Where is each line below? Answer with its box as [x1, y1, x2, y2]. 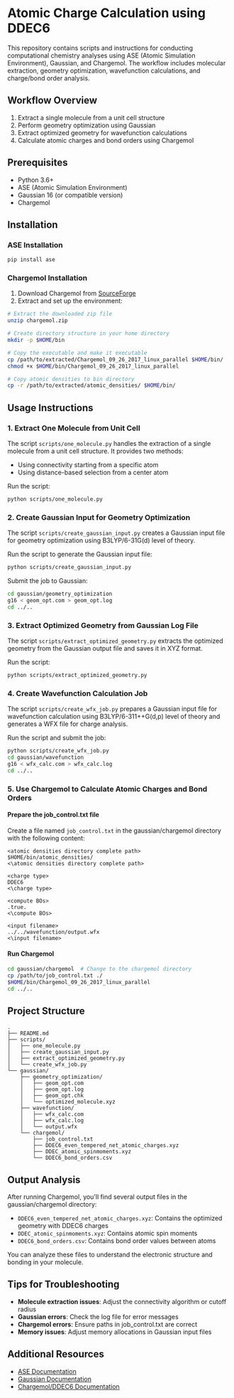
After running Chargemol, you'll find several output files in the [7, 1192, 188, 1201]
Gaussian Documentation [17, 1375, 92, 1383]
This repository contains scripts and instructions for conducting [7, 43, 194, 52]
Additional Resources [7, 1348, 104, 1360]
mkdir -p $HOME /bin [7, 336, 65, 344]
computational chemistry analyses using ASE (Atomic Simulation [7, 51, 196, 60]
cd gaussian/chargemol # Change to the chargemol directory [7, 965, 192, 972]
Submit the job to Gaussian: [7, 577, 88, 585]
